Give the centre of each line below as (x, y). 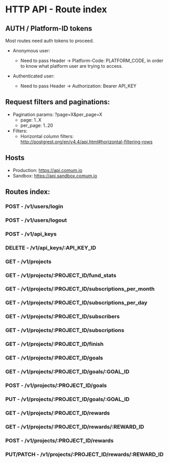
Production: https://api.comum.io (48, 170)
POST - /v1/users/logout (36, 220)
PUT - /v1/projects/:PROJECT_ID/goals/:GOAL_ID (67, 399)
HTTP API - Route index (56, 9)
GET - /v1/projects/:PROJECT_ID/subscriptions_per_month (80, 289)
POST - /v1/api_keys (31, 234)
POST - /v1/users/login (34, 206)
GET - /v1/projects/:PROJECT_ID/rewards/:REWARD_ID (75, 427)
